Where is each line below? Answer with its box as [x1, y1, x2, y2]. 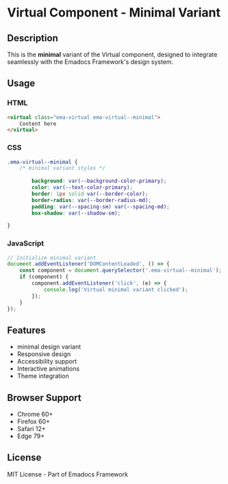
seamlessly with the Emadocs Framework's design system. [7, 58, 174, 66]
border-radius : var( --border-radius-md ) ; [31, 197, 152, 203]
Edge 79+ [16, 432, 45, 441]
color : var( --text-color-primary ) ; [31, 184, 134, 191]
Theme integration [16, 372, 70, 380]
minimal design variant [16, 342, 81, 351]
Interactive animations [16, 364, 80, 373]
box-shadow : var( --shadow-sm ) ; [31, 210, 121, 217]
